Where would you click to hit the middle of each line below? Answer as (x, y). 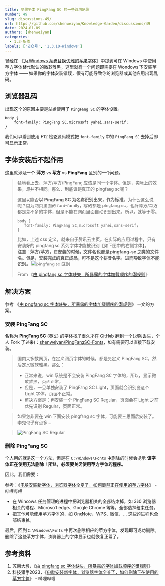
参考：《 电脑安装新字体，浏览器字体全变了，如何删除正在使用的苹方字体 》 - (81, 485)
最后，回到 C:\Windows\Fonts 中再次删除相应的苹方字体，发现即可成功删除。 (82, 530)
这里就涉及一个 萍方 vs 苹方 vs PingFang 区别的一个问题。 (64, 173)
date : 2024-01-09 (23, 28)
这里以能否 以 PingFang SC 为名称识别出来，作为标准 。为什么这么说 (85, 200)
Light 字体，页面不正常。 (50, 394)
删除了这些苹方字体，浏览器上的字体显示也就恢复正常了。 (63, 536)
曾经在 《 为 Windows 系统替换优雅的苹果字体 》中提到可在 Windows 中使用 (81, 61)
